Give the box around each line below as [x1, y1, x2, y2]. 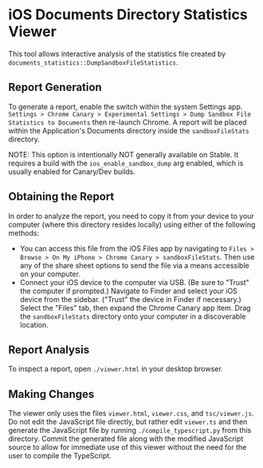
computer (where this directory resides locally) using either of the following [8, 220, 256, 229]
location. [19, 319, 49, 329]
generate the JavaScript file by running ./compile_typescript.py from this [8, 426, 252, 435]
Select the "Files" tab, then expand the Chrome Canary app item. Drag [19, 303, 251, 312]
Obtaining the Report [8, 190, 115, 204]
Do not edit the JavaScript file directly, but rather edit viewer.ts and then [8, 417, 248, 426]
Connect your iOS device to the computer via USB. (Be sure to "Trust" [19, 277, 249, 287]
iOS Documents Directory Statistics [8, 6, 249, 24]
